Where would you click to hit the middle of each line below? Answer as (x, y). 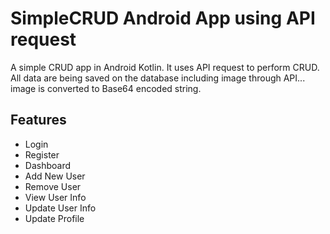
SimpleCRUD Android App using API (163, 18)
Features (38, 120)
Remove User (53, 186)
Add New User (55, 176)
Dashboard (48, 165)
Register (42, 154)
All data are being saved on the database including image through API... (158, 78)
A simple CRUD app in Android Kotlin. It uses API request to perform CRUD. (165, 67)
